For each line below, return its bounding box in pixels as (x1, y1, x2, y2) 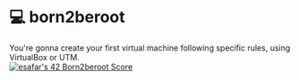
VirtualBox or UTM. (9, 52, 81, 62)
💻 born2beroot (9, 7, 125, 28)
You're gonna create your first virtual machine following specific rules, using (9, 42, 291, 53)
